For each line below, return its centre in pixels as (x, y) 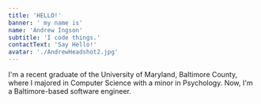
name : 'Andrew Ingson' (45, 30)
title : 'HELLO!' (35, 15)
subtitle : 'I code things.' (55, 37)
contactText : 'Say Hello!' (53, 45)
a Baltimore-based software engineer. (70, 91)
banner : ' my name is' (45, 23)
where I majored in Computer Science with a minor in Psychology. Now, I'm (130, 83)
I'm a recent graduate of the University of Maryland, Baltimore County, (123, 74)
